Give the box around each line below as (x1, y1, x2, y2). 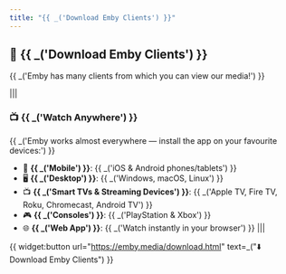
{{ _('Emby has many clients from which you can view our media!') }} (9, 71, 265, 81)
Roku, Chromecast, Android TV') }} (22, 199, 153, 210)
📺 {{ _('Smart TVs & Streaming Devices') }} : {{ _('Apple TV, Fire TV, (22, 186, 278, 197)
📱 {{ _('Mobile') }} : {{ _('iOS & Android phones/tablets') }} (22, 162, 237, 173)
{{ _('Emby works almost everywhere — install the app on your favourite (9, 135, 278, 146)
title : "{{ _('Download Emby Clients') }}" (9, 13, 176, 23)
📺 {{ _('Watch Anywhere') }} (9, 111, 138, 124)
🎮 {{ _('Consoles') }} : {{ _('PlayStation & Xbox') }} (22, 209, 211, 220)
